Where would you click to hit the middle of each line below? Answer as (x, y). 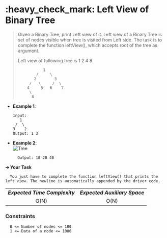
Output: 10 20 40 (36, 158)
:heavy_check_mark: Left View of (77, 9)
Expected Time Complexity (41, 193)
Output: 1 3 (25, 133)
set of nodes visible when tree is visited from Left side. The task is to (90, 40)
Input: (20, 115)
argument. (29, 51)
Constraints (20, 216)
